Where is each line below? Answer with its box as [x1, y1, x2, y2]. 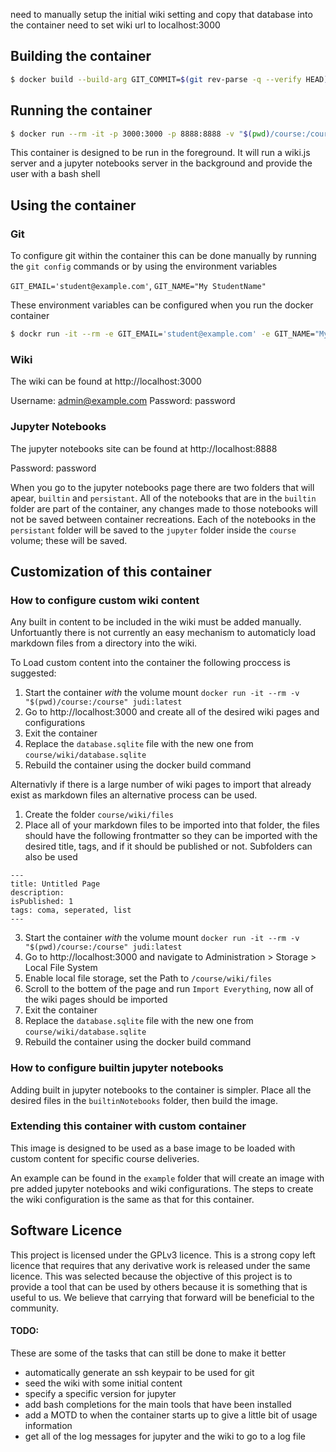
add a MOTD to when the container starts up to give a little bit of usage [24, 1409, 318, 1421]
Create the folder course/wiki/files [24, 809, 174, 821]
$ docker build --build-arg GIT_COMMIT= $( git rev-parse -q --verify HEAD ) [10, 74, 329, 84]
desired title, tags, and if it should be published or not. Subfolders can [24, 840, 313, 853]
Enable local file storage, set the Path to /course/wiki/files [24, 972, 272, 984]
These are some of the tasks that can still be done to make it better [10, 1347, 287, 1359]
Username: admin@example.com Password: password [10, 395, 236, 407]
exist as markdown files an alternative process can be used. [10, 789, 258, 801]
